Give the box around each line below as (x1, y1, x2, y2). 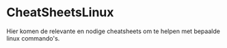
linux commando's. (6, 34, 60, 42)
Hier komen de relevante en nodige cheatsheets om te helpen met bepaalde (6, 27, 220, 35)
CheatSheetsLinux (6, 5, 114, 20)
